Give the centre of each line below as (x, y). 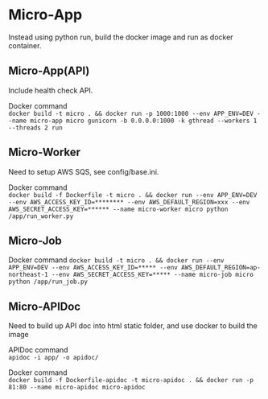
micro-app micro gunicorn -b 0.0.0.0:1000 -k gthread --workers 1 (143, 121)
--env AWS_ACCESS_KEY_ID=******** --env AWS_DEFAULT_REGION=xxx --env (129, 202)
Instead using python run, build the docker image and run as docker (121, 37)
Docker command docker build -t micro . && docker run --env (116, 260)
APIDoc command (38, 350)
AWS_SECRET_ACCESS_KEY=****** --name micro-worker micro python (118, 209)
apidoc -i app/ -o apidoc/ (54, 358)
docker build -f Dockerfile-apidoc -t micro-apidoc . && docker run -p (131, 380)
